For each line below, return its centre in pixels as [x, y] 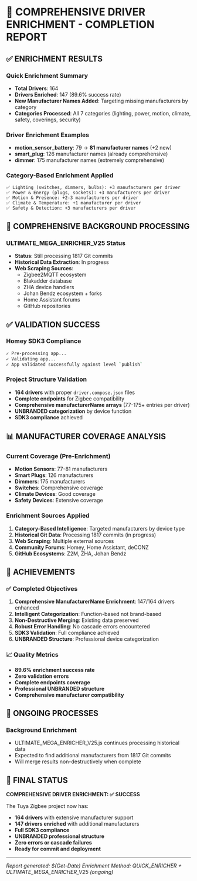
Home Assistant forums [52, 300]
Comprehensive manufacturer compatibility [69, 695]
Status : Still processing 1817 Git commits [64, 256]
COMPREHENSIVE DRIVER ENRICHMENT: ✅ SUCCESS [73, 794]
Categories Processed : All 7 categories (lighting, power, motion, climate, [103, 113]
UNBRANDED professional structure [59, 836]
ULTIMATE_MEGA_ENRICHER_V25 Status [66, 243]
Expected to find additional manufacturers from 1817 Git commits [93, 756]
